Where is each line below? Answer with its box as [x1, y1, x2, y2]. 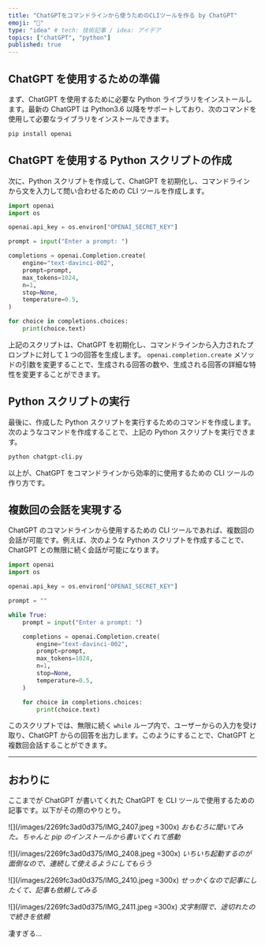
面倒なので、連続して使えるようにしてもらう [8, 859, 152, 868]
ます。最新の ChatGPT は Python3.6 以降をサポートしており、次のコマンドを [8, 104, 257, 114]
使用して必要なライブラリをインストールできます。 [8, 114, 174, 123]
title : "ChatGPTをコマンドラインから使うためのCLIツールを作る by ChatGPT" [8, 11, 238, 20]
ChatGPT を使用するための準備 [8, 72, 160, 85]
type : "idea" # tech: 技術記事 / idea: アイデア [8, 26, 162, 34]
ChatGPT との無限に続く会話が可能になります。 [8, 545, 163, 555]
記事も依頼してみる [35, 885, 98, 895]
